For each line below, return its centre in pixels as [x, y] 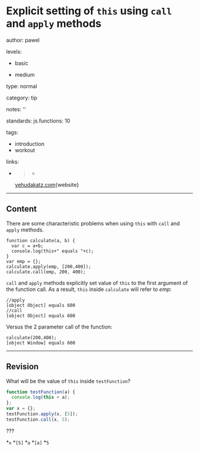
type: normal [22, 86]
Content [22, 209]
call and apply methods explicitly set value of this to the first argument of [97, 283]
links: [13, 161]
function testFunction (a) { [41, 392]
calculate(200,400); [32, 337]
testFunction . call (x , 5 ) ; [38, 419]
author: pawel [23, 40]
